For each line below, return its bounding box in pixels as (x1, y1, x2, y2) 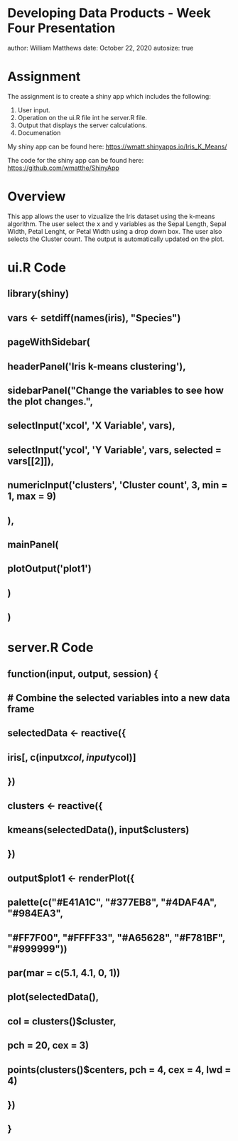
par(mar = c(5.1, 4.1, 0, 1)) (7, 967, 121, 979)
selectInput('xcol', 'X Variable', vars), (7, 419, 175, 432)
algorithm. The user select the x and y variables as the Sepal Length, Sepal (7, 219, 227, 228)
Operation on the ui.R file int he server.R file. (17, 113, 148, 122)
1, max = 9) (7, 491, 57, 503)
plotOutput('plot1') (7, 563, 92, 575)
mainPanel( (7, 538, 59, 550)
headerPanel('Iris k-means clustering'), (7, 360, 186, 373)
